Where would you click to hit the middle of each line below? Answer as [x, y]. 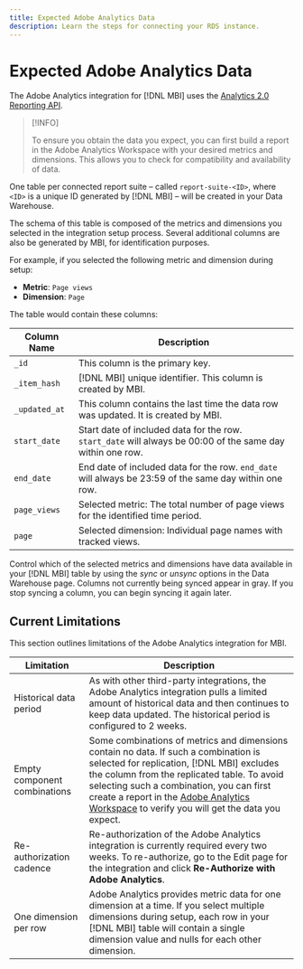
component [38, 780]
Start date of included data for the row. [160, 430]
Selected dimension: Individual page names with [180, 531]
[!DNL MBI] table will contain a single [167, 928]
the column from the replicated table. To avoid [186, 775]
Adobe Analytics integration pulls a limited [178, 692]
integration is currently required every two [178, 846]
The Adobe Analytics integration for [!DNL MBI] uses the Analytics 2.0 [139, 96]
